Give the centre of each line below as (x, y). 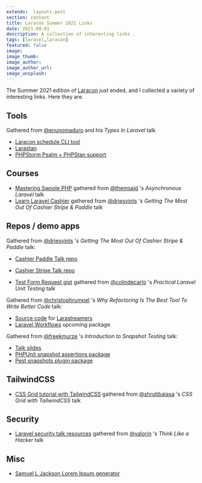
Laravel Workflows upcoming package (63, 324)
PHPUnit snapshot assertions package (63, 354)
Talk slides (28, 348)
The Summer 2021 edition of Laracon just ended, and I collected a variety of (100, 90)
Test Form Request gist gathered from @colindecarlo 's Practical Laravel (105, 282)
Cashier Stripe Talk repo (45, 270)
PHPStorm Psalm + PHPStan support (60, 155)
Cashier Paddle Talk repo (46, 259)
